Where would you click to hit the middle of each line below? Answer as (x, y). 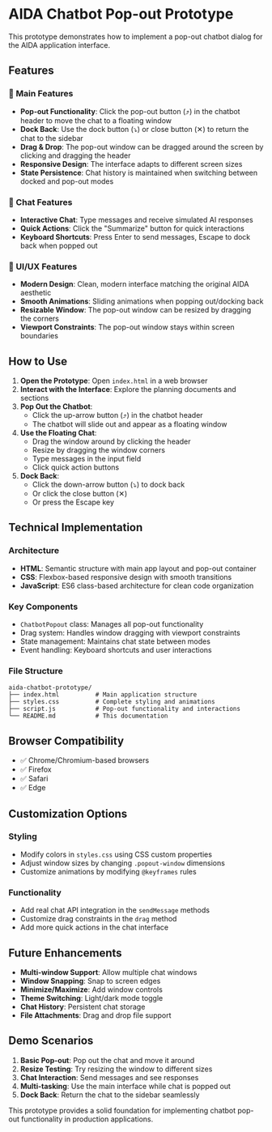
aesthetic (36, 293)
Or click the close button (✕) (80, 494)
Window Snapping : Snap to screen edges (90, 981)
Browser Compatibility (66, 740)
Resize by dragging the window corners (99, 450)
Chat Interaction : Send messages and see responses (109, 1077)
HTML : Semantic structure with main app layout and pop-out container (138, 568)
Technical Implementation (76, 528)
